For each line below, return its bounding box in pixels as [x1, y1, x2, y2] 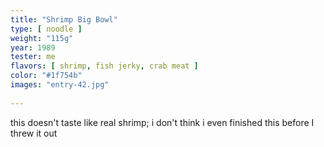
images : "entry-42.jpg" [10, 80, 110, 90]
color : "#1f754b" [10, 71, 83, 81]
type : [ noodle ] [10, 24, 83, 34]
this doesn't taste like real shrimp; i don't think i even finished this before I [10, 116, 315, 128]
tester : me [10, 52, 56, 62]
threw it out [10, 127, 58, 139]
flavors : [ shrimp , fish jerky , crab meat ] [10, 61, 199, 71]
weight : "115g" [10, 33, 74, 43]
